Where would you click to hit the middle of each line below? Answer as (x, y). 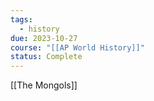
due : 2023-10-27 (44, 38)
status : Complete (46, 57)
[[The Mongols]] (44, 85)
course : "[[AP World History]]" (77, 47)
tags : (21, 19)
